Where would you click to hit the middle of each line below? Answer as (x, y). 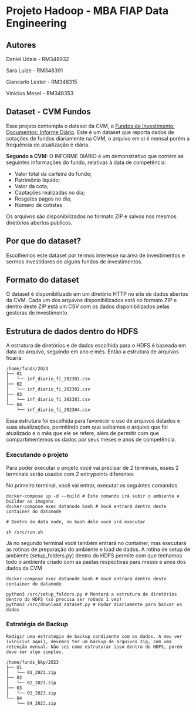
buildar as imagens (30, 501)
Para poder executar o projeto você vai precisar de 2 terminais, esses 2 (92, 467)
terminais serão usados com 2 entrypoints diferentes (70, 474)
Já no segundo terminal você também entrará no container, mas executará (96, 543)
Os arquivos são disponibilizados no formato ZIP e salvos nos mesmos (92, 216)
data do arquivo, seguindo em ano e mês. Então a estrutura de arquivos (92, 352)
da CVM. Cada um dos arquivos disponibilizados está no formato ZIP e (92, 300)
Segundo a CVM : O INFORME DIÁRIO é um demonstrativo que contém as (95, 156)
